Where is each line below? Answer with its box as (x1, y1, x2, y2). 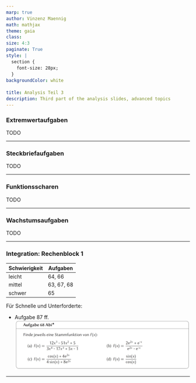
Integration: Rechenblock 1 (6, 249, 83, 258)
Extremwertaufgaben (6, 116, 68, 124)
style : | (6, 53, 27, 59)
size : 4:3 (6, 40, 30, 46)
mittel (8, 281, 22, 288)
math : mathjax (6, 22, 41, 28)
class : (6, 34, 22, 40)
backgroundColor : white (6, 77, 64, 83)
